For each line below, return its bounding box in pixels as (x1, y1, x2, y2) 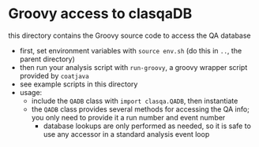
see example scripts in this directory (19, 79, 138, 89)
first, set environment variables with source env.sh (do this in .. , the (19, 46, 242, 55)
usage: (19, 87, 43, 97)
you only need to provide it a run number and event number (31, 112, 226, 122)
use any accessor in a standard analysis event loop (43, 129, 210, 138)
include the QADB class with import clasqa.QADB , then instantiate (31, 96, 238, 105)
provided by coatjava (19, 71, 89, 80)
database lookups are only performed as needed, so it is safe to (43, 121, 251, 130)
